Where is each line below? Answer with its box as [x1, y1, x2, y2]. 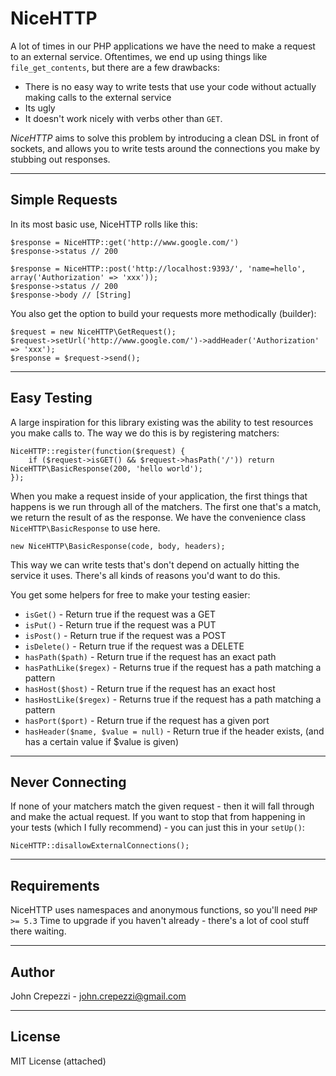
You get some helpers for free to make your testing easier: [10, 588, 251, 601]
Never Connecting [10, 773, 127, 791]
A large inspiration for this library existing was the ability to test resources [10, 416, 314, 428]
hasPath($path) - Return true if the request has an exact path [24, 650, 277, 662]
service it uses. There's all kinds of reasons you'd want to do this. [10, 569, 281, 581]
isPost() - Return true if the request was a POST [24, 629, 227, 641]
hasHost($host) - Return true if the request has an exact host [24, 682, 276, 694]
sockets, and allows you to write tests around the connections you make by [10, 142, 321, 154]
